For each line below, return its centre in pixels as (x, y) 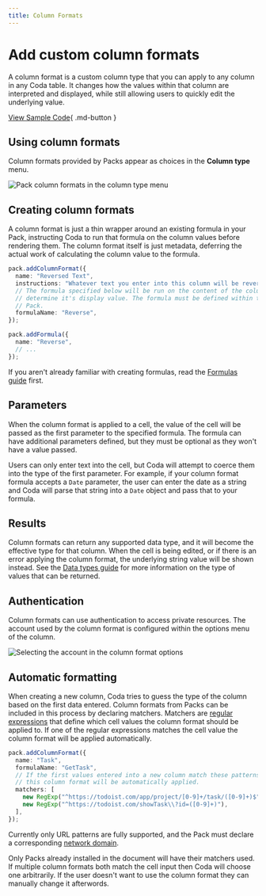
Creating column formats (71, 210)
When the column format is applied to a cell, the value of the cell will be (125, 424)
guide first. (26, 380)
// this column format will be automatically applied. (108, 782)
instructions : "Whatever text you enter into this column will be (127, 283)
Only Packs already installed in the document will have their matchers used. (131, 858)
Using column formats (64, 142)
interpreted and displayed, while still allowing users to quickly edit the (122, 93)
